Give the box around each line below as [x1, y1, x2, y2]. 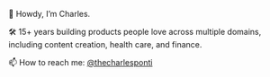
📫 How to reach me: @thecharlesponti [8, 57, 153, 67]
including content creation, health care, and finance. [8, 39, 202, 49]
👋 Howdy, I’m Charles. [8, 9, 91, 19]
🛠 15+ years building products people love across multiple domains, [8, 27, 262, 37]
